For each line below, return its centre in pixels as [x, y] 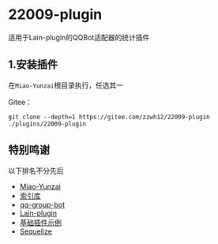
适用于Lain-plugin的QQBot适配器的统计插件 [79, 37]
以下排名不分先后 [36, 171]
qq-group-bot [42, 205]
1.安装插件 [33, 65]
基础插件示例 [40, 222]
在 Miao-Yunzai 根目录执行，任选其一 [66, 85]
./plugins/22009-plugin [47, 124]
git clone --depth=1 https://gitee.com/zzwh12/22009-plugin [109, 117]
